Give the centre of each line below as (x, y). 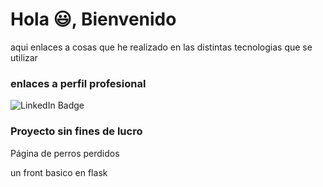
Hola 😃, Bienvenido (93, 19)
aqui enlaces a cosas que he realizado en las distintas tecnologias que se (161, 47)
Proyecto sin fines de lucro (76, 131)
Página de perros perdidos (65, 153)
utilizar (24, 57)
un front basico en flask (59, 172)
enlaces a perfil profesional (78, 83)
